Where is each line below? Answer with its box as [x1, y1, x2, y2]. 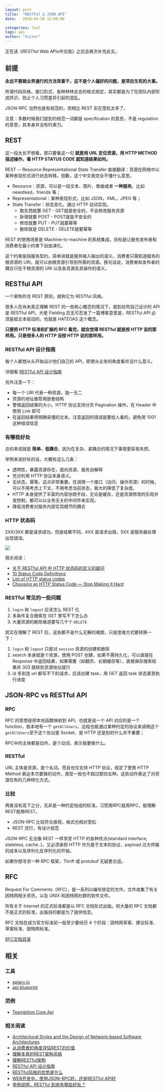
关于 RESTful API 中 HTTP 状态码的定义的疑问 [12, 565, 105, 571]
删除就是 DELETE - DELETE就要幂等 [19, 226, 92, 232]
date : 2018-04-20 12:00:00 [5, 16, 65, 21]
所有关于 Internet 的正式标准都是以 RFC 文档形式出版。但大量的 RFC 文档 [5, 903, 153, 909]
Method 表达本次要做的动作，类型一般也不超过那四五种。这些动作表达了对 [5, 770, 156, 776]
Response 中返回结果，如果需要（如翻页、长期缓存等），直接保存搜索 [12, 658, 152, 664]
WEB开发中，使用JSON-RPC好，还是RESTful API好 [12, 1076, 116, 1081]
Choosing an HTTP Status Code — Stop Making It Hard [12, 581, 124, 587]
